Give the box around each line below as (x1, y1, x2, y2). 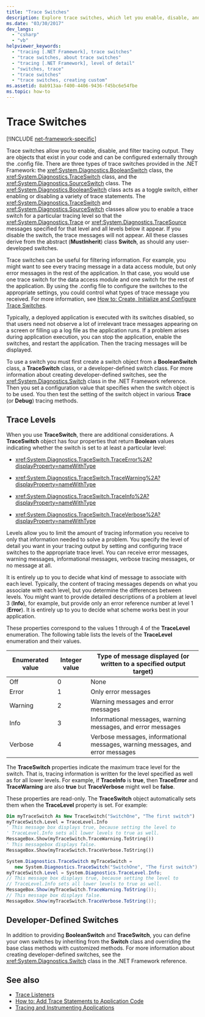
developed (6, 244, 34, 251)
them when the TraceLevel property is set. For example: (6, 801, 148, 808)
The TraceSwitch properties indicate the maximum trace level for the (6, 763, 181, 771)
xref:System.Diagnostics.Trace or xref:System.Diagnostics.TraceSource (6, 218, 187, 226)
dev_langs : (6, 26, 34, 32)
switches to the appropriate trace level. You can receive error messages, (6, 549, 189, 556)
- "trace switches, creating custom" (12, 77, 108, 83)
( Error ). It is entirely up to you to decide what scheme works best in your (6, 606, 189, 613)
